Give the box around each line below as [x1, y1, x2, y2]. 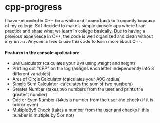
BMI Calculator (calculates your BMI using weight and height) [12, 61, 136, 66]
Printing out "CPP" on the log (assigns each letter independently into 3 [12, 65, 154, 72]
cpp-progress [5, 1, 62, 13]
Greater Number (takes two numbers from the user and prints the [12, 86, 144, 92]
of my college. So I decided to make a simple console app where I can [5, 22, 146, 28]
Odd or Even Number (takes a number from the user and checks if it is [12, 97, 154, 102]
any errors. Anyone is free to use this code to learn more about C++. [5, 38, 143, 44]
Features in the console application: [5, 49, 80, 55]
